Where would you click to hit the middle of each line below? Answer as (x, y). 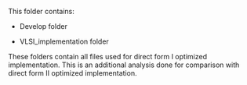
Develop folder (44, 26)
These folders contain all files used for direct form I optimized (108, 57)
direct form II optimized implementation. (73, 73)
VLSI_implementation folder (64, 41)
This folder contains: (41, 11)
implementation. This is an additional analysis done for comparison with (124, 65)
